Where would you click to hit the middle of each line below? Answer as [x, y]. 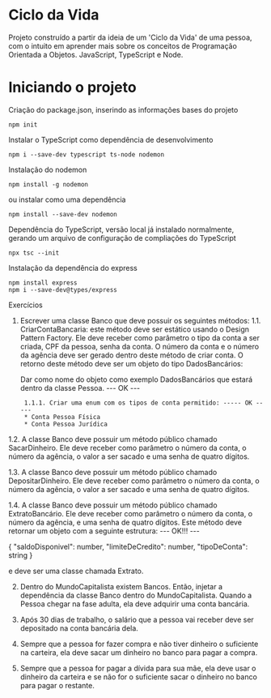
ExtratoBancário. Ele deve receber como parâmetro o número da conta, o [131, 513]
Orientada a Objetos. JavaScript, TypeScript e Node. [96, 54]
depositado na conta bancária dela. [79, 628]
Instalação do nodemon [48, 169]
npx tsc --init [34, 253]
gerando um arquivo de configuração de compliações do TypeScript [122, 238]
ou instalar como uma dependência [67, 199]
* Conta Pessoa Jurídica [66, 424]
